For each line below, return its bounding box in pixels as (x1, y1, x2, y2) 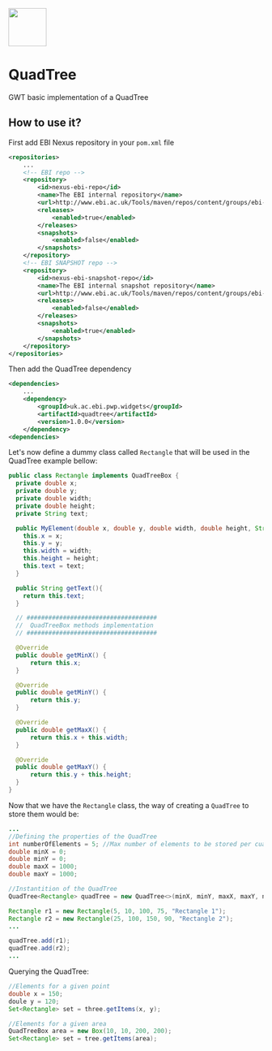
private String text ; (15, 509, 89, 517)
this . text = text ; (23, 562, 85, 570)
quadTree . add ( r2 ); (8, 945, 70, 953)
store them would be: (8, 809, 79, 819)
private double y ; (15, 487, 79, 495)
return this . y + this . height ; (29, 771, 132, 779)
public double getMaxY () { (15, 763, 107, 772)
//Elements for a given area (8, 1019, 107, 1027)
